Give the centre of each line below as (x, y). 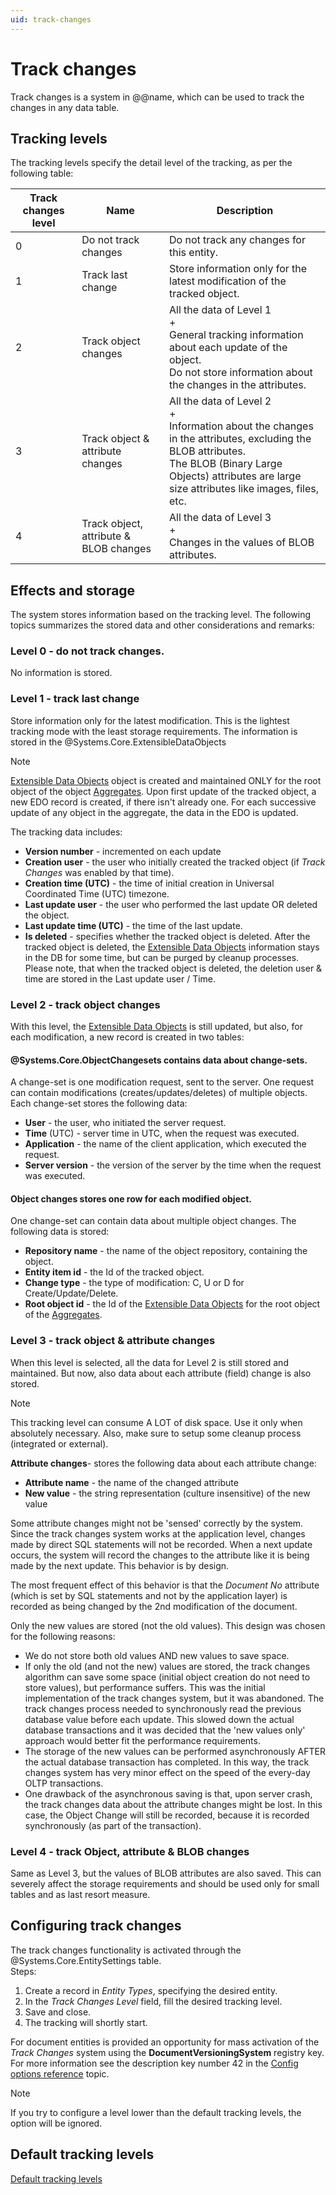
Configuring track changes (96, 1926)
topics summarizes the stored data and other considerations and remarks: (162, 625)
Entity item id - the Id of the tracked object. (114, 1272)
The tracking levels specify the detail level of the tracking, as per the (151, 163)
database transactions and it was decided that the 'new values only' (165, 1730)
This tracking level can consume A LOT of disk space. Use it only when (156, 1422)
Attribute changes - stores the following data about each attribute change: (163, 1463)
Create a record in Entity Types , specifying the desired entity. (151, 1990)
